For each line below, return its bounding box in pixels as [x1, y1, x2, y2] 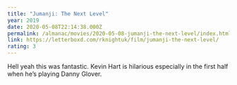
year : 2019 [7, 17, 39, 24]
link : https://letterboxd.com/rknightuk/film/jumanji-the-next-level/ [7, 37, 219, 44]
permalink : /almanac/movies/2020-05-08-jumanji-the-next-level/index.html [7, 30, 232, 37]
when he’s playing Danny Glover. [7, 70, 102, 78]
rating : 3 [7, 43, 37, 50]
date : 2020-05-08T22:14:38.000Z [7, 23, 102, 30]
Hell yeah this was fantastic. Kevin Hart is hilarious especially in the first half [7, 63, 229, 70]
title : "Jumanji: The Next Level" [7, 10, 109, 18]
